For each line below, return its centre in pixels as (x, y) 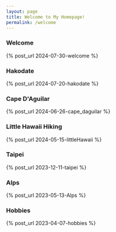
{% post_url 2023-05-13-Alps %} (46, 195)
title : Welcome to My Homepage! (45, 17)
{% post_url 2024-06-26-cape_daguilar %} (58, 111)
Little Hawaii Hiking (34, 127)
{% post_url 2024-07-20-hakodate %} (52, 83)
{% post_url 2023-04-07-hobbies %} (51, 223)
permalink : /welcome (31, 22)
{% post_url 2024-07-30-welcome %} (52, 56)
